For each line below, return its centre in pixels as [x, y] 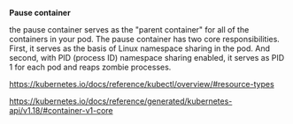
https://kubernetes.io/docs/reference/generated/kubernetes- [121, 101]
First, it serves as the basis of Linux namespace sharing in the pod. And [139, 48]
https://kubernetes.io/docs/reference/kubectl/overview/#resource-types [142, 84]
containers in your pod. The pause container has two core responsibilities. [145, 39]
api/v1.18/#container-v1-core [61, 110]
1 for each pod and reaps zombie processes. [90, 67]
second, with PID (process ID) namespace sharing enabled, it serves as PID [147, 58]
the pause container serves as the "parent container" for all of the [129, 29]
